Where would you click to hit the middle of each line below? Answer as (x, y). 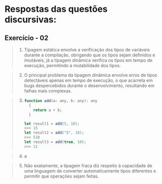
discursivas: (31, 20)
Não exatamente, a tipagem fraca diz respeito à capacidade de (88, 165)
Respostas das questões (56, 9)
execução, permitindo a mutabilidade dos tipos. (72, 66)
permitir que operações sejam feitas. (61, 176)
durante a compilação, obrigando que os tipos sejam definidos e (90, 55)
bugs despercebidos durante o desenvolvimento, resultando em (89, 86)
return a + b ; (48, 110)
